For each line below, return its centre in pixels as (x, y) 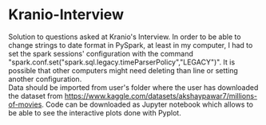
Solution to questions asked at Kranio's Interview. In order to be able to (125, 37)
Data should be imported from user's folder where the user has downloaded (133, 87)
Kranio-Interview (66, 15)
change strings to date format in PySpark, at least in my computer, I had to (131, 45)
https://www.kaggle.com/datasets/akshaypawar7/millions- (161, 96)
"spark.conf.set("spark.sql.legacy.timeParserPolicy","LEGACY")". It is (122, 62)
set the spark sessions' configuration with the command (101, 53)
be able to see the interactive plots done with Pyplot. (95, 112)
